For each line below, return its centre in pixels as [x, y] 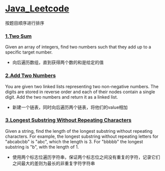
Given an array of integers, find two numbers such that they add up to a [78, 47]
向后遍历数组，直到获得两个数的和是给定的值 [58, 62]
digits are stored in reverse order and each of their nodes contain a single [80, 92]
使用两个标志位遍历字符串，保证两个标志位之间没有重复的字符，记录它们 [86, 157]
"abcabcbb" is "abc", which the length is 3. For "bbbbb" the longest [74, 141]
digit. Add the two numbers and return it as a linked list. [61, 97]
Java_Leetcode [37, 9]
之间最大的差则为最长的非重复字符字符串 [54, 163]
